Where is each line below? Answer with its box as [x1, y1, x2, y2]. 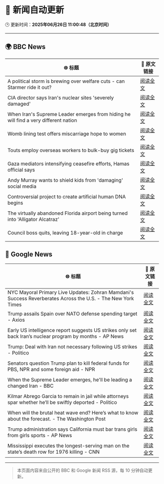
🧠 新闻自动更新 [5, 4, 64, 16]
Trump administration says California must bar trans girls [7, 426, 138, 433]
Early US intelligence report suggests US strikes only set [7, 327, 137, 333]
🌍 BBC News [5, 43, 46, 51]
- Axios [7, 316, 25, 323]
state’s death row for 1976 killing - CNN [7, 448, 100, 455]
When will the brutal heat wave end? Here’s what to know [7, 409, 139, 416]
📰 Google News [5, 250, 53, 259]
